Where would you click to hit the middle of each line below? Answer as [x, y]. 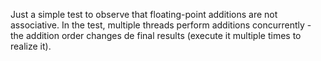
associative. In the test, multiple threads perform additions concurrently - [161, 25]
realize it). [31, 46]
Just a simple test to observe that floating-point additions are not [144, 14]
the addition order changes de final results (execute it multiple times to [156, 35]
